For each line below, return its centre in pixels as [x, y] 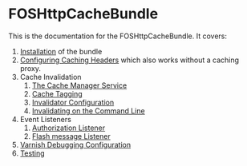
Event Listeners [46, 119]
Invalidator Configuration [73, 102]
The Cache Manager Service [79, 85]
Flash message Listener [71, 136]
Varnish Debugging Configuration [75, 144]
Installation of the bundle [61, 51]
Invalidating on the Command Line [89, 111]
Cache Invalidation [51, 77]
